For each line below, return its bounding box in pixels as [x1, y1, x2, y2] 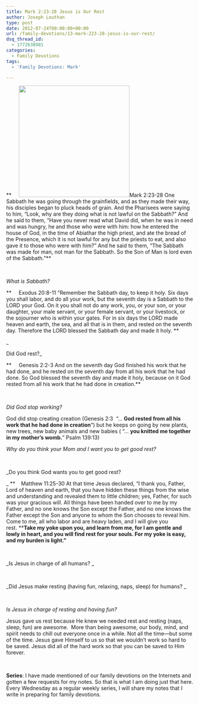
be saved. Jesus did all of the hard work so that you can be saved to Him [6, 643, 185, 650]
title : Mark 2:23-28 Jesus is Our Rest [6, 8, 105, 15]
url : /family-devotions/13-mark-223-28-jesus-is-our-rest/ [6, 31, 156, 37]
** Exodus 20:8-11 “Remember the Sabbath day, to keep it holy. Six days [6, 289, 189, 296]
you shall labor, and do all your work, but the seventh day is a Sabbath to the [6, 295, 193, 303]
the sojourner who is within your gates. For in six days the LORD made [6, 314, 178, 321]
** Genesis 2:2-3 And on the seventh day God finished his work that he [6, 362, 187, 369]
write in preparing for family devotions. [6, 691, 101, 698]
